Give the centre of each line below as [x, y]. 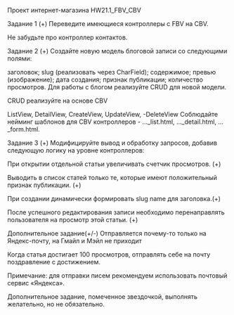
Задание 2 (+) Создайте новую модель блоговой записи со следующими [117, 51]
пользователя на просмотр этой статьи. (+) [73, 220]
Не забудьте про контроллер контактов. [67, 37]
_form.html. [24, 129]
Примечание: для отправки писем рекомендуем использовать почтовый [117, 276]
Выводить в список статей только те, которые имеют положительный [112, 178]
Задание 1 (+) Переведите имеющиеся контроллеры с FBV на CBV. [108, 24]
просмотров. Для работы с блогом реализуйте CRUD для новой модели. [117, 87]
